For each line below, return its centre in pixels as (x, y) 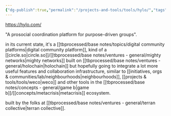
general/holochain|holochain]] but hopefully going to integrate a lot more (82, 66)
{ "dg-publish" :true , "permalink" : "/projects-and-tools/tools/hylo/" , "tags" (86, 10)
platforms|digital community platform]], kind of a (56, 49)
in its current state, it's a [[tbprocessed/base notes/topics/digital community (85, 44)
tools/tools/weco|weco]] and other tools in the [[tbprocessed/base (75, 82)
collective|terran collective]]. (35, 108)
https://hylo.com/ (23, 24)
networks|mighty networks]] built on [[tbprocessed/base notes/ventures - (83, 60)
